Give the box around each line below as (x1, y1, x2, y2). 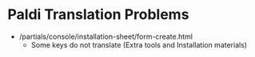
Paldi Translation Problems (7, 6, 189, 24)
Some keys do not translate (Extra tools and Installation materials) (30, 40, 248, 49)
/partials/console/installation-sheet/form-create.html (18, 32, 193, 41)
